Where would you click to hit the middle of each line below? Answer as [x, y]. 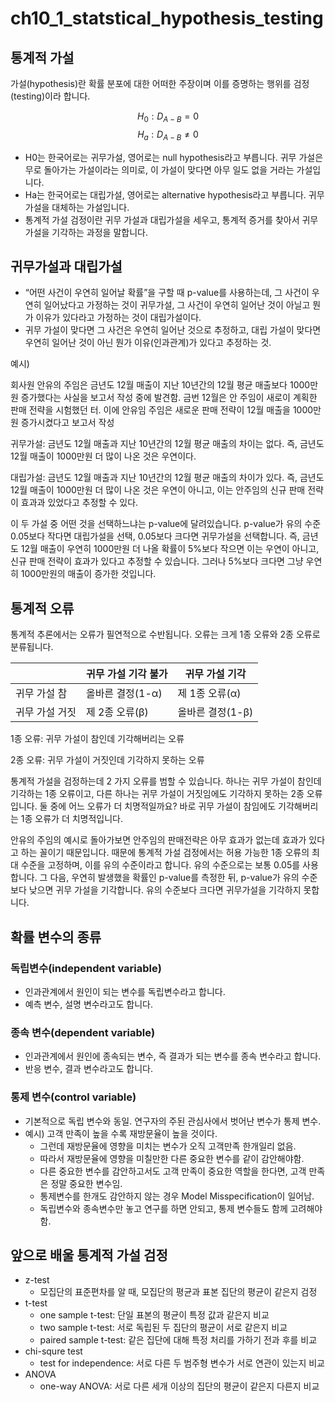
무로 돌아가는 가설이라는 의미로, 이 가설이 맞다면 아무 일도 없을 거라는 [159, 169]
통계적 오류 [42, 608]
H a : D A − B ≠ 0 [168, 135]
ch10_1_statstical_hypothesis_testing [167, 18]
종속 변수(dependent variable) [83, 1032]
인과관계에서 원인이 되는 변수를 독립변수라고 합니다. [125, 991]
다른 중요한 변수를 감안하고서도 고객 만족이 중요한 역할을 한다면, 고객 [173, 1171]
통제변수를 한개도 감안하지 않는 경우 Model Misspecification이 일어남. [177, 1196]
